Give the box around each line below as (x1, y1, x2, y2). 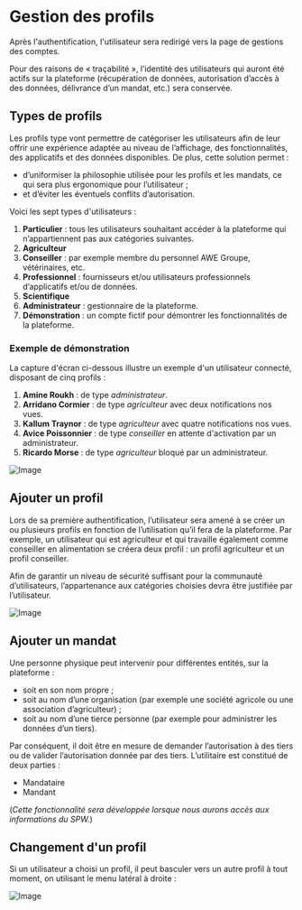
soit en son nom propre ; (22, 684, 114, 695)
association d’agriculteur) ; (22, 703, 122, 714)
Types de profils (9, 108, 103, 124)
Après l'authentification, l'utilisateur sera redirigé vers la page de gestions (9, 36, 284, 47)
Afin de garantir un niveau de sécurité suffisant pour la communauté (9, 571, 263, 581)
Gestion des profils (9, 6, 155, 27)
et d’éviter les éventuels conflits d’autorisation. (22, 188, 196, 200)
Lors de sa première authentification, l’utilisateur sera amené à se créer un (9, 515, 286, 525)
